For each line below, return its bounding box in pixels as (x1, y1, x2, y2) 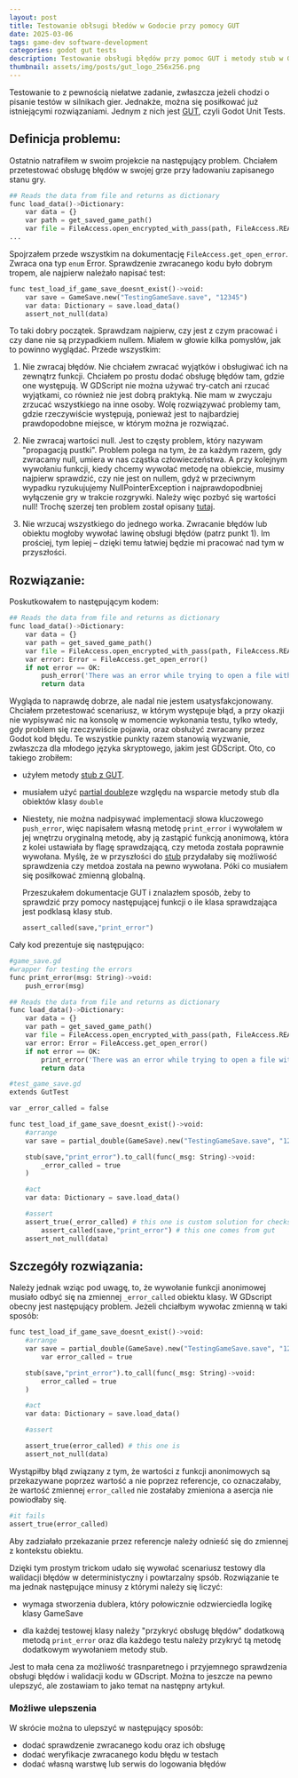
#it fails (9, 1511, 46, 1520)
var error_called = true (41, 1352, 133, 1361)
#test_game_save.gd (9, 1080, 82, 1088)
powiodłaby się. (9, 1494, 67, 1504)
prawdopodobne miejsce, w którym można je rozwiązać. (21, 419, 229, 429)
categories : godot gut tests (9, 46, 117, 55)
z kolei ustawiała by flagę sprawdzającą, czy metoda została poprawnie (21, 841, 285, 853)
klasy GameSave (21, 1607, 84, 1618)
